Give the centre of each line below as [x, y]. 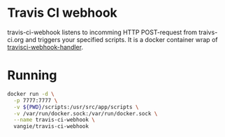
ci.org [16, 39]
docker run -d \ [31, 94]
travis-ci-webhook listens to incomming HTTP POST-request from [102, 32]
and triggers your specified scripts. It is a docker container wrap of [122, 39]
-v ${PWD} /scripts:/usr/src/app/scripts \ [76, 107]
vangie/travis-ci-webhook [51, 127]
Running [32, 75]
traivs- [208, 32]
